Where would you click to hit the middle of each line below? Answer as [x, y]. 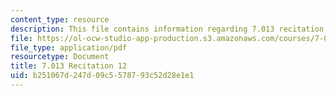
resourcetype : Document [60, 57]
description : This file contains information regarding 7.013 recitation [167, 29]
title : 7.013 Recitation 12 [69, 66]
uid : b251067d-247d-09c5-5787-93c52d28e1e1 [102, 76]
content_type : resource [60, 19]
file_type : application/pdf [69, 47]
